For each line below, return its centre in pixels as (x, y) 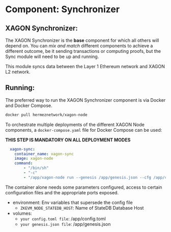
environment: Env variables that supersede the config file (73, 202)
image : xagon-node (34, 159)
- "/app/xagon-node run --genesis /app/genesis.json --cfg (88, 177)
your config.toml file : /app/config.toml (63, 219)
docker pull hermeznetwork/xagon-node (46, 115)
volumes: (22, 213)
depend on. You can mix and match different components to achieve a (79, 46)
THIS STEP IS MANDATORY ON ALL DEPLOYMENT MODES (68, 140)
